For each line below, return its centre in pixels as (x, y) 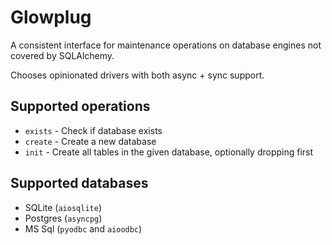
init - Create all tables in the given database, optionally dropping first (169, 152)
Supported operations (80, 106)
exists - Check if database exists (93, 130)
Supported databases (79, 183)
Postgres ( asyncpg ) (63, 218)
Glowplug (51, 17)
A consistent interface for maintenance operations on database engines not (166, 45)
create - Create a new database (90, 141)
